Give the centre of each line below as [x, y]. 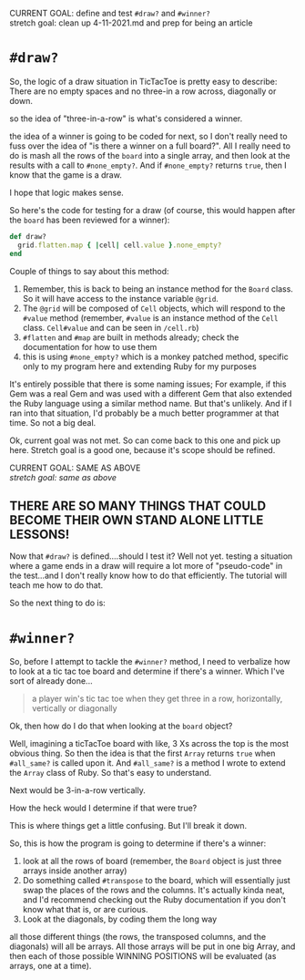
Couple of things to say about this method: [90, 271]
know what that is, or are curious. [85, 910]
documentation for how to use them [90, 346]
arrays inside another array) [75, 871]
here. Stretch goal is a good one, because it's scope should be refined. [142, 449]
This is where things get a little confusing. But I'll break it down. [128, 826]
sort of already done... [51, 681]
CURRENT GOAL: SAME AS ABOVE [75, 468]
